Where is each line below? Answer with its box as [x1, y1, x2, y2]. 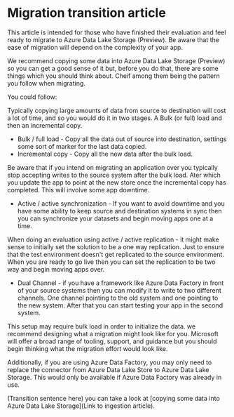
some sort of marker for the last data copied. [17, 142, 147, 150]
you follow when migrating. [7, 79, 86, 87]
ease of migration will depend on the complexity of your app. [7, 43, 184, 51]
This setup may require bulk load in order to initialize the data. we [7, 322, 196, 331]
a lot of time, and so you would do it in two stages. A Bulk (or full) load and [7, 114, 222, 122]
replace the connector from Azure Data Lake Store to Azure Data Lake [7, 365, 209, 373]
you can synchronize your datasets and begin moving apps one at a [17, 214, 214, 223]
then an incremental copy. [7, 121, 83, 129]
